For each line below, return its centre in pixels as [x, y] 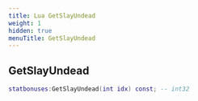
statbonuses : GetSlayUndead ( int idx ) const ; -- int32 [99, 89]
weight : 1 [25, 23]
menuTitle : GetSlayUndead [52, 38]
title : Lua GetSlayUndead [52, 16]
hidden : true [30, 30]
